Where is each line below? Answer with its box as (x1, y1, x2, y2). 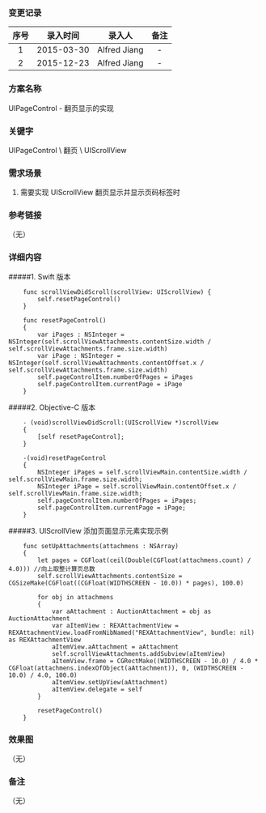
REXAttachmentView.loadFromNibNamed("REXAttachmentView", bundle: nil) (8, 628, 255, 636)
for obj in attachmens (37, 593, 114, 601)
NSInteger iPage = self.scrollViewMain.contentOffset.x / (37, 482, 237, 491)
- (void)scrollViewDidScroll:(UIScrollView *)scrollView (23, 419, 219, 427)
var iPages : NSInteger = (37, 330, 125, 338)
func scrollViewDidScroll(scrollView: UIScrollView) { (23, 287, 212, 296)
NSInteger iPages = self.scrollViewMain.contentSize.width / (37, 468, 248, 476)
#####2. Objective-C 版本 (8, 402, 95, 412)
